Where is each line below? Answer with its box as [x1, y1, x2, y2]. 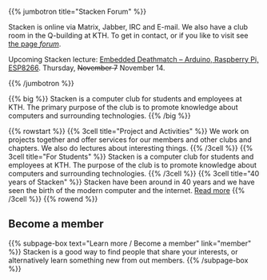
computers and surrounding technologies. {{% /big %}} [8, 111, 191, 120]
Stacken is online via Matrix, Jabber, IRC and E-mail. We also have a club [8, 22, 248, 31]
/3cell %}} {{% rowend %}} [8, 195, 98, 203]
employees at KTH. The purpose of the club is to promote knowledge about [8, 160, 257, 170]
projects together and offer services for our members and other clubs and [8, 135, 252, 144]
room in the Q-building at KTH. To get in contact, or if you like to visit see [8, 31, 249, 40]
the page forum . [8, 39, 62, 49]
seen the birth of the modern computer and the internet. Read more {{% [8, 186, 245, 195]
